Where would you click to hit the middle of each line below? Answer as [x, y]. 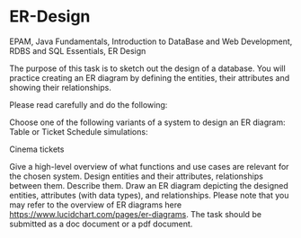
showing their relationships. [61, 87]
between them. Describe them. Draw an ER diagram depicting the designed [149, 185]
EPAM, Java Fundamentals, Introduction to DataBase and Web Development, [151, 41]
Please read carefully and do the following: [89, 104]
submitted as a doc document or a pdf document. [101, 224]
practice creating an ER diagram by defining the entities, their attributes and [150, 77]
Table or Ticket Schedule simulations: [79, 131]
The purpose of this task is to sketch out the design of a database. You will [147, 68]
